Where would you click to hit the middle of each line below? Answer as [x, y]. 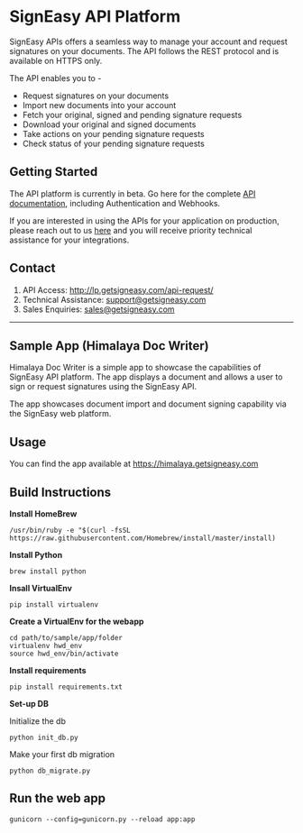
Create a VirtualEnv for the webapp [77, 621]
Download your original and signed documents [109, 124]
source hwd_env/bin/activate [64, 654]
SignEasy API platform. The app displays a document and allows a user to [146, 377]
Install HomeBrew [43, 514]
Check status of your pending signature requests [113, 143]
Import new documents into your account [99, 105]
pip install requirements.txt [66, 687]
